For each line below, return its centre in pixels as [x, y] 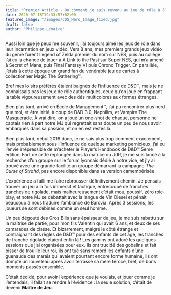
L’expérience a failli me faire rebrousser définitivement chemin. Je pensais [83, 181]
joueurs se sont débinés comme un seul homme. [56, 208]
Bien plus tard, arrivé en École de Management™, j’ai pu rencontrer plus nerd [85, 107]
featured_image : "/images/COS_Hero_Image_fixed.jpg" [62, 19]
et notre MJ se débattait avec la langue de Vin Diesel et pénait [81, 197]
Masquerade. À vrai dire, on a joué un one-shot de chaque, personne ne [81, 118]
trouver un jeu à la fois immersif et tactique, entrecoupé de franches [77, 187]
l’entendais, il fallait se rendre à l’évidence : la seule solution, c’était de [78, 282]
